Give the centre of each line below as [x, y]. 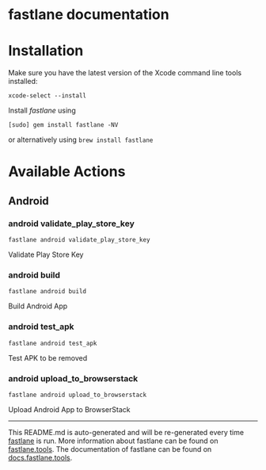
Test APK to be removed [48, 357]
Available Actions [67, 172]
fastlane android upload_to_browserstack [78, 395]
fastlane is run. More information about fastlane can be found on [113, 441]
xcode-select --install [47, 96]
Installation [46, 51]
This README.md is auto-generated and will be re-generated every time [126, 432]
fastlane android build [47, 292]
